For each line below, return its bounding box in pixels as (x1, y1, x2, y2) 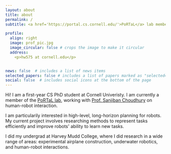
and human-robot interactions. (5, 144, 70, 150)
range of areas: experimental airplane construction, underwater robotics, (5, 139, 158, 145)
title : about (5, 12, 33, 17)
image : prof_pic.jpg (10, 40, 53, 46)
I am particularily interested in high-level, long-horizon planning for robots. (5, 113, 162, 119)
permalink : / (5, 17, 33, 22)
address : (10, 49, 28, 55)
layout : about (5, 7, 36, 13)
